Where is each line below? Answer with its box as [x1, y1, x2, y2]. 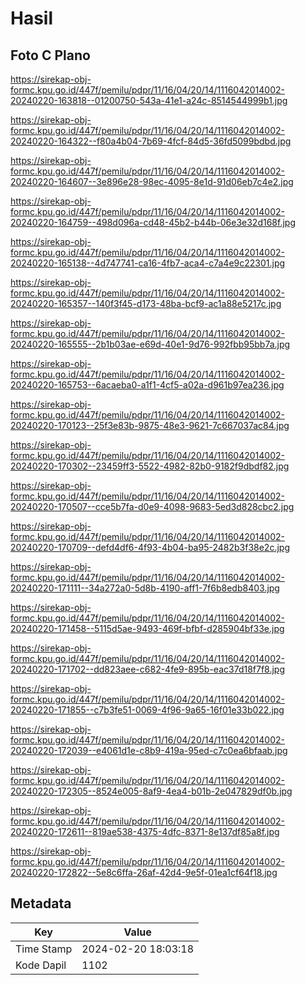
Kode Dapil [15, 958, 67, 972]
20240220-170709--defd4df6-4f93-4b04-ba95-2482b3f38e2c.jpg [10, 542, 290, 553]
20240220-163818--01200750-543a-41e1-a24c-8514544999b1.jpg [10, 95, 288, 106]
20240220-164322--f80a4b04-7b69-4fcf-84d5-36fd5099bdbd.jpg [10, 135, 292, 147]
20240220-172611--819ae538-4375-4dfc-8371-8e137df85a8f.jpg [10, 826, 280, 837]
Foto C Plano [10, 47, 91, 64]
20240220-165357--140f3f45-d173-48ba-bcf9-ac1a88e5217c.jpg [10, 298, 282, 309]
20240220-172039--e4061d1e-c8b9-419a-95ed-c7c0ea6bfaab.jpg [10, 745, 288, 756]
